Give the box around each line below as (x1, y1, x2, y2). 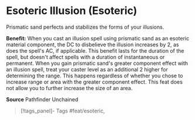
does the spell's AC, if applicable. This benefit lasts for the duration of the (6, 47, 184, 54)
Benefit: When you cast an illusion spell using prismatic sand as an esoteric (6, 35, 190, 42)
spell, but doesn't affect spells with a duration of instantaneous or (6, 53, 165, 60)
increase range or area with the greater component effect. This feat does (6, 78, 183, 85)
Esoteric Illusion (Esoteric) (6, 4, 137, 18)
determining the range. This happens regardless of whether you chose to (6, 72, 183, 79)
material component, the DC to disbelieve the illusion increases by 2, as (6, 41, 179, 48)
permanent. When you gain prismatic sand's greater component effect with (6, 60, 189, 67)
